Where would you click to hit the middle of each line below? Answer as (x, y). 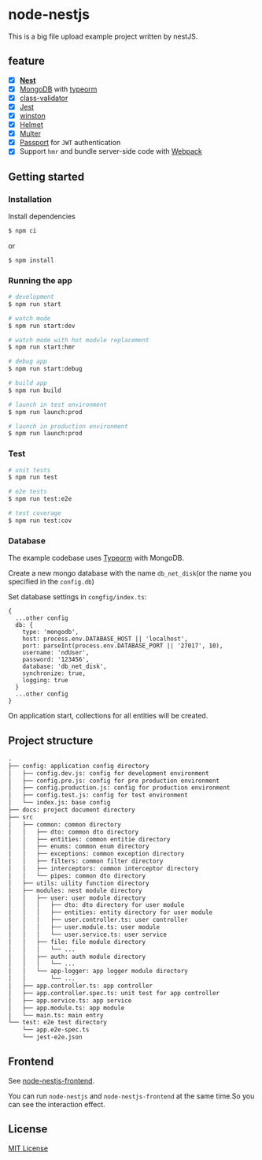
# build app (28, 383)
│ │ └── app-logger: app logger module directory (98, 972)
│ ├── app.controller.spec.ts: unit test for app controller (114, 993)
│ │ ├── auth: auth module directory (77, 957)
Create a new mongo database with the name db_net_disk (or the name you (130, 573)
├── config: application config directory (79, 766)
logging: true (45, 681)
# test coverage (35, 513)
